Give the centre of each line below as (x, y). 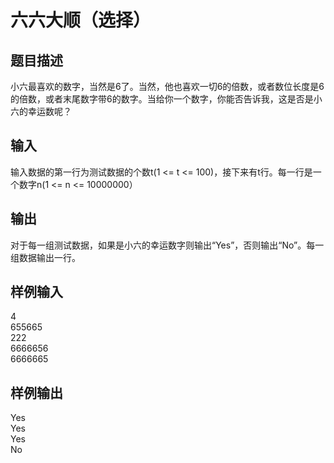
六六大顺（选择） (81, 20)
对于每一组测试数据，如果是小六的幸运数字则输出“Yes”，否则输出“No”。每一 (167, 245)
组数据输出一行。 (45, 257)
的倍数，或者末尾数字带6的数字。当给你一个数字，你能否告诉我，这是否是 (162, 99)
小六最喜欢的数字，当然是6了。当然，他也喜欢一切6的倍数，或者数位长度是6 (167, 86)
